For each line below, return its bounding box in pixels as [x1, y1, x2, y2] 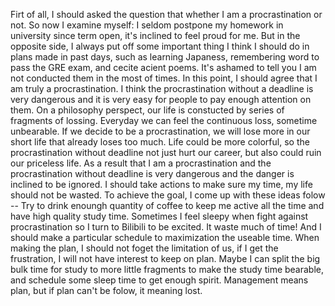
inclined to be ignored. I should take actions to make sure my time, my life [10, 179, 313, 190]
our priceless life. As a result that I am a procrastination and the [10, 157, 272, 169]
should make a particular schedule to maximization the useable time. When [10, 232, 320, 243]
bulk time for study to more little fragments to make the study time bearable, [10, 264, 325, 275]
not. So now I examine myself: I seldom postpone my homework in [10, 19, 284, 31]
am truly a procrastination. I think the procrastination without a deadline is [10, 83, 314, 94]
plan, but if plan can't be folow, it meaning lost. [10, 285, 203, 296]
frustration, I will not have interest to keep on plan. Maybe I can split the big [10, 253, 321, 264]
